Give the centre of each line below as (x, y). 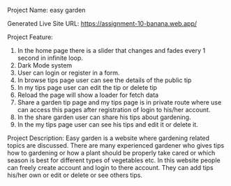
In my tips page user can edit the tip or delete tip (87, 87)
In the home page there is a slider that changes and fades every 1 (111, 51)
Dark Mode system (45, 65)
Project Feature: (30, 37)
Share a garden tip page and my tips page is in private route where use (119, 102)
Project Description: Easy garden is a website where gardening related (109, 138)
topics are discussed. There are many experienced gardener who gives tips (116, 145)
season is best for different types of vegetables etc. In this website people (114, 160)
